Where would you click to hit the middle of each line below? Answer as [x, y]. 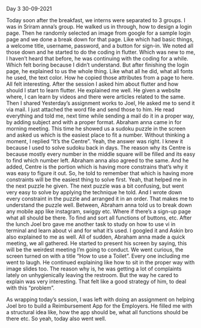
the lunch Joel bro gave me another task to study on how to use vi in [91, 224]
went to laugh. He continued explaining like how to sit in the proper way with [100, 262]
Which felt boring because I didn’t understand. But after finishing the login [98, 65]
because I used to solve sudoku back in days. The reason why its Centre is [99, 148]
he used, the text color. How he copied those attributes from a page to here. [100, 78]
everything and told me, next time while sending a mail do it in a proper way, [100, 116]
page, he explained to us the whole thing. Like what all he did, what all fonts [100, 71]
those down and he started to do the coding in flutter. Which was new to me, [101, 52]
